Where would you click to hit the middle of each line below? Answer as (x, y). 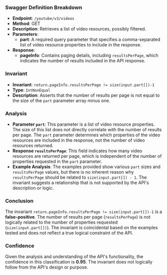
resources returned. (33, 145)
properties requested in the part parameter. (57, 161)
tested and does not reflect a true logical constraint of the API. (69, 233)
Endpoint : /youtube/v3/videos (43, 18)
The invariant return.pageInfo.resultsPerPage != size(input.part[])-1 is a (84, 212)
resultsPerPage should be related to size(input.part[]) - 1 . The (80, 177)
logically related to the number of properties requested (62, 222)
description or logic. (33, 188)
